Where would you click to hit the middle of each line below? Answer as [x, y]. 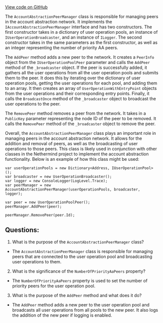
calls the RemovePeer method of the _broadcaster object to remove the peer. [80, 124]
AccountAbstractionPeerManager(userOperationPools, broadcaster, [72, 190]
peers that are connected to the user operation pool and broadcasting [82, 257]
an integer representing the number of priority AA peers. [62, 48]
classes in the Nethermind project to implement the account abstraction [77, 154]
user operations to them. [37, 261]
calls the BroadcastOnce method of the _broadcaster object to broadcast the [81, 99]
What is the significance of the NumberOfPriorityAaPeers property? [79, 271]
